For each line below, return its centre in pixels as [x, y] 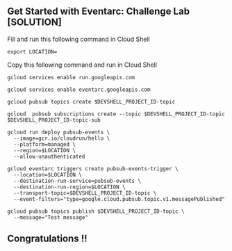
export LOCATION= [32, 51]
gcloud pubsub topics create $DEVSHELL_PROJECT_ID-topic [91, 102]
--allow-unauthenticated [49, 156]
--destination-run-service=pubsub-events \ [77, 181]
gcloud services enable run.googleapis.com [71, 77]
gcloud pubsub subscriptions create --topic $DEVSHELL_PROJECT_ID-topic [116, 114]
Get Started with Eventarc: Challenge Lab [98, 11]
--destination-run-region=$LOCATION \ [70, 187]
